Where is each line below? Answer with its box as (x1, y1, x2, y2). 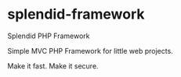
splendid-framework (7, 5, 145, 23)
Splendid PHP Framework (7, 31, 91, 40)
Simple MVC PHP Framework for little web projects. (7, 46, 173, 55)
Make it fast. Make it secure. (7, 61, 99, 71)
